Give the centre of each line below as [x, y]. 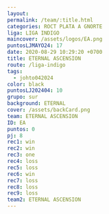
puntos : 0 [21, 129]
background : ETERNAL [37, 104]
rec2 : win [21, 148]
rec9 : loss [23, 193]
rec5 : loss [23, 167]
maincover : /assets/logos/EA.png [55, 39]
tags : [15, 71]
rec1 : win [21, 142]
